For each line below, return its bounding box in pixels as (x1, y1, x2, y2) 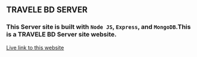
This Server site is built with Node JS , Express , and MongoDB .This (6, 23, 191, 31)
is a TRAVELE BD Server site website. (6, 30, 117, 38)
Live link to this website (6, 44, 64, 51)
